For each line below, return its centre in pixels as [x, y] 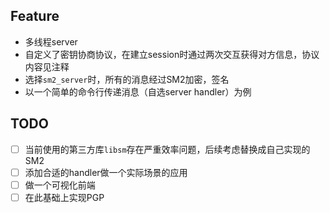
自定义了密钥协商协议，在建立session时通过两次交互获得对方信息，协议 [172, 54]
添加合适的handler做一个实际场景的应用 [106, 172]
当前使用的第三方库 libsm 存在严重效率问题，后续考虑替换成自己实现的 [167, 149]
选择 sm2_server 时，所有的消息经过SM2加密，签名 [127, 79]
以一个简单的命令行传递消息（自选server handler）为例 [138, 91]
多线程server [51, 41]
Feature [35, 16]
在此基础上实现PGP [64, 197]
